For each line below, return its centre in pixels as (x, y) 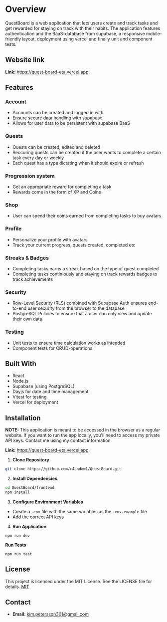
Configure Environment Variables (48, 502)
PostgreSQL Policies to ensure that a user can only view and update (82, 314)
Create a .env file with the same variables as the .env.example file (80, 511)
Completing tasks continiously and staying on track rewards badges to (85, 274)
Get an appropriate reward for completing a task (62, 187)
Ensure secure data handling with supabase (57, 118)
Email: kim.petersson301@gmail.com (50, 614)
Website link (25, 60)
